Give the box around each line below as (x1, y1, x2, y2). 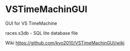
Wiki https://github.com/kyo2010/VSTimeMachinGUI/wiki (5, 39, 125, 46)
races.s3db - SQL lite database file (5, 30, 78, 36)
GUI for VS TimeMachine (5, 20, 57, 26)
